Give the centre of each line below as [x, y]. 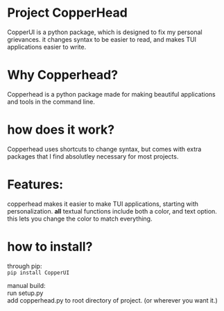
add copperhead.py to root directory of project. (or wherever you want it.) [113, 300]
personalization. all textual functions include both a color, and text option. [112, 211]
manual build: [27, 285]
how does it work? [61, 130]
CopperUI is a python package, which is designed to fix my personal [105, 32]
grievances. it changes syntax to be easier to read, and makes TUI [102, 39]
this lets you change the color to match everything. [80, 218]
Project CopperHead [68, 13]
